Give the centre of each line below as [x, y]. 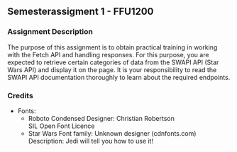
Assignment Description [50, 32]
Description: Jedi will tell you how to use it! [91, 141]
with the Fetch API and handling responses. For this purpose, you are [108, 54]
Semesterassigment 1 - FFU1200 [81, 12]
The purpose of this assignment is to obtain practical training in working [112, 47]
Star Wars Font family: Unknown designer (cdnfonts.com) [112, 133]
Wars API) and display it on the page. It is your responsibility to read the [112, 69]
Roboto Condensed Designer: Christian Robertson [101, 118]
